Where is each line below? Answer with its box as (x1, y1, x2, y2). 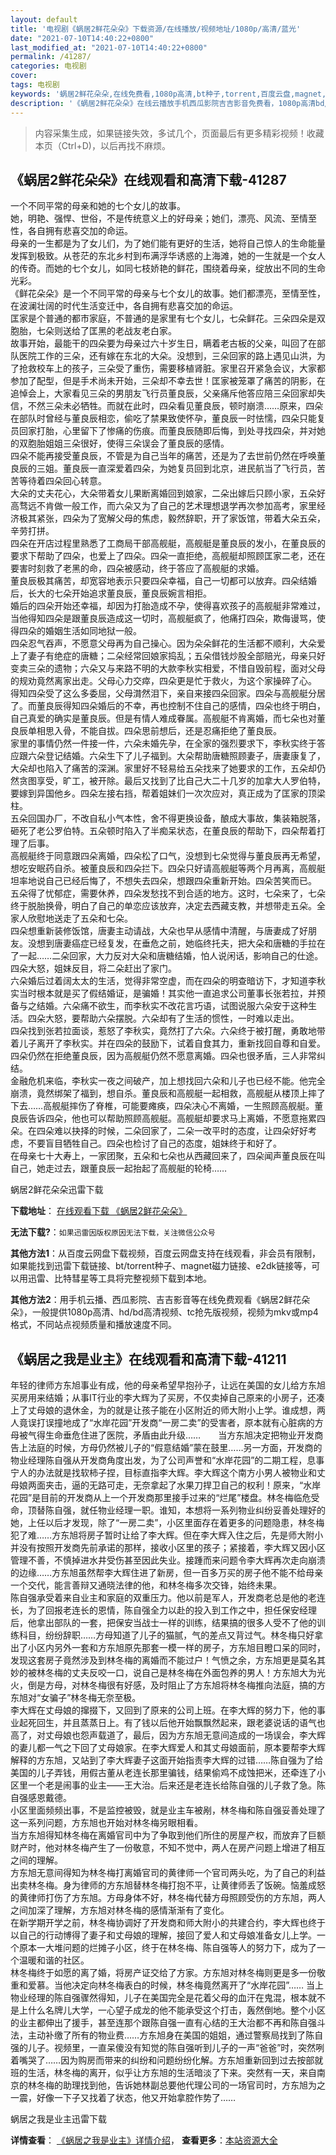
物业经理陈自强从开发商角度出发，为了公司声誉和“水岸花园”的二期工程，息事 (10, 1454, 325, 1466)
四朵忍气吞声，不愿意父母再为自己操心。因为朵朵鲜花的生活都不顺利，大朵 (10, 637, 317, 650)
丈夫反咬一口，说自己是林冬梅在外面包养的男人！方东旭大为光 (71, 1667, 326, 1679)
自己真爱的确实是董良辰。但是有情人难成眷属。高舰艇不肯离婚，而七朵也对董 (10, 712, 326, 725)
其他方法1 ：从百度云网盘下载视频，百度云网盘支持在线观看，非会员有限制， (10, 1247, 322, 1260)
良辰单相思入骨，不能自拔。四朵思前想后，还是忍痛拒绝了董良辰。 (10, 725, 282, 737)
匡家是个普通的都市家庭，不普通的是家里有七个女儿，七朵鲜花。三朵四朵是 (10, 312, 317, 325)
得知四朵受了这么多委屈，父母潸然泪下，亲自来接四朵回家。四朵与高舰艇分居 (10, 687, 326, 700)
